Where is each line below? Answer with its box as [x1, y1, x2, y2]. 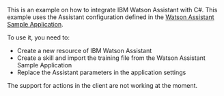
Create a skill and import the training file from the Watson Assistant [16, 54, 206, 62]
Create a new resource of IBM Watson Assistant [16, 47, 152, 54]
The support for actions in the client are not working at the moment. [7, 82, 198, 89]
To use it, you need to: [7, 33, 70, 42]
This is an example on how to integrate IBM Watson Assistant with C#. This [7, 6, 218, 14]
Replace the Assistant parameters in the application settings [16, 68, 186, 76]
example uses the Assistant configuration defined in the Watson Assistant [7, 13, 214, 21]
